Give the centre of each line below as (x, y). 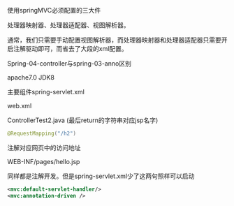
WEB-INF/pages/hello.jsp (44, 161)
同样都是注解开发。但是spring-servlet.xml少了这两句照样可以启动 (101, 176)
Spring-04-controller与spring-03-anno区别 (69, 64)
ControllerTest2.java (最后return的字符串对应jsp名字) (83, 120)
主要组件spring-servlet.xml (46, 92)
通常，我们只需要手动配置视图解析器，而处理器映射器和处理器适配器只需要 (114, 40)
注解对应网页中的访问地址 (44, 147)
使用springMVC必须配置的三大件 (54, 10)
